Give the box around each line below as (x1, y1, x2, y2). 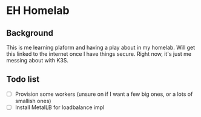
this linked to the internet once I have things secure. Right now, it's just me (6, 50, 192, 58)
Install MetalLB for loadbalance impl (15, 104, 105, 111)
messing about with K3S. (6, 57, 68, 64)
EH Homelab (6, 4, 70, 18)
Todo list (6, 74, 40, 85)
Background (6, 28, 53, 38)
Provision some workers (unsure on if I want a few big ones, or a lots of (15, 90, 193, 98)
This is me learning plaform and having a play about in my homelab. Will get (6, 44, 196, 51)
